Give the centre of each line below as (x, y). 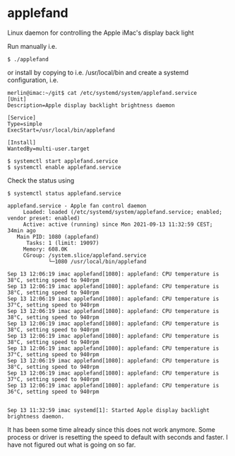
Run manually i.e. (32, 46)
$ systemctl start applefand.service (63, 161)
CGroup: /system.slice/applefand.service (85, 255)
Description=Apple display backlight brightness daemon (91, 105)
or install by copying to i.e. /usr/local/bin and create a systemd (98, 72)
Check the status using (41, 180)
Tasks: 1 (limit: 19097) (62, 243)
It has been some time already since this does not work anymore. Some (111, 429)
